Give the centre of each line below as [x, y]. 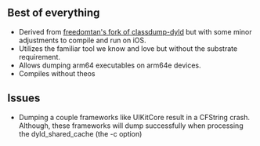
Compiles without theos [57, 73]
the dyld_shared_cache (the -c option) [80, 133]
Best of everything [54, 13]
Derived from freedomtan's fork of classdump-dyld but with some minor [135, 31]
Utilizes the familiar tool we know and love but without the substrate [128, 48]
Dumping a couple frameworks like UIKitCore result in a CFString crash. [134, 117]
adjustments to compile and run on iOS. [82, 40]
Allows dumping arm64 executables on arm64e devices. [110, 65]
